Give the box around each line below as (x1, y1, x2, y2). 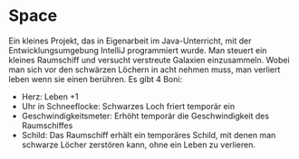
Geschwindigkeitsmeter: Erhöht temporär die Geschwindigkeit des (21, 110, 269, 121)
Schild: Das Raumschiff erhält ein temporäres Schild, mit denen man (21, 129, 276, 140)
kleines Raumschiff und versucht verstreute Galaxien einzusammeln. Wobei (8, 54, 291, 65)
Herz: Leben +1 (21, 91, 79, 102)
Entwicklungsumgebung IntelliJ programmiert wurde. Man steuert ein (8, 44, 267, 55)
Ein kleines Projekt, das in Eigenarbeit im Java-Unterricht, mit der (8, 35, 252, 46)
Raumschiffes (21, 119, 73, 131)
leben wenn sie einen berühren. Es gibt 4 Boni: (8, 73, 183, 84)
